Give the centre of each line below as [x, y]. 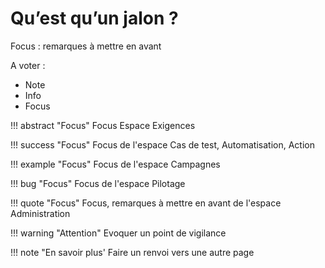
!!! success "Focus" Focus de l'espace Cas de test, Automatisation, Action [162, 144]
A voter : [28, 65]
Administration [40, 213]
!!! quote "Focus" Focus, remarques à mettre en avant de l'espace [146, 203]
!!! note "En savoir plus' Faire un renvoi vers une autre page [132, 252]
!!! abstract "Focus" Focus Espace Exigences [103, 125]
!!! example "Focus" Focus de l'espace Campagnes [115, 164]
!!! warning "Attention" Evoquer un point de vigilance [118, 233]
